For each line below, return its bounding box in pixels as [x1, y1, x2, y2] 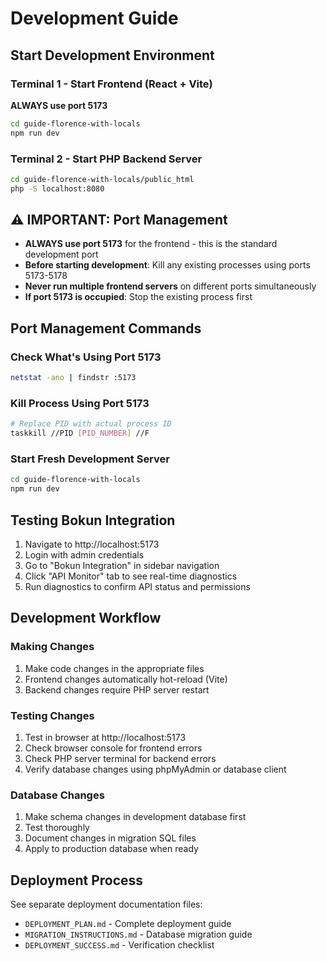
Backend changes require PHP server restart [24, 683, 210, 696]
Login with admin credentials [24, 548, 145, 561]
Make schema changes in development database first [24, 811, 247, 823]
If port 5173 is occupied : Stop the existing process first [24, 291, 253, 303]
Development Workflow [10, 610, 162, 627]
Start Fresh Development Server [10, 452, 170, 466]
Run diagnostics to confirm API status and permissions [24, 580, 251, 592]
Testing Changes [10, 708, 95, 722]
